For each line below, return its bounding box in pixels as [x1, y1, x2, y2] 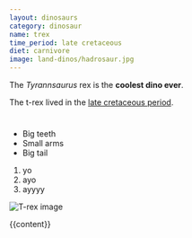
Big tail [22, 147, 48, 158]
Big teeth [22, 128, 57, 139]
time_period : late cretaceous [9, 38, 123, 48]
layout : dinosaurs [9, 13, 78, 22]
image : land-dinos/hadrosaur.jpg [9, 55, 135, 64]
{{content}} [9, 219, 51, 230]
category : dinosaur [9, 22, 83, 31]
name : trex [9, 30, 50, 39]
